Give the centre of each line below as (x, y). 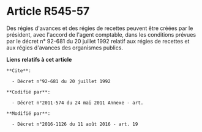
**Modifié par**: (28, 113)
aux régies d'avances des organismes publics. (65, 48)
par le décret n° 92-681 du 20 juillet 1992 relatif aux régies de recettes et (98, 41)
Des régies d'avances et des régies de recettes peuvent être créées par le (100, 28)
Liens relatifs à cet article (39, 59)
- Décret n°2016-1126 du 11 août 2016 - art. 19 (75, 124)
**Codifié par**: (28, 92)
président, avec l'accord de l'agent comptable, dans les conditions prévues (101, 34)
